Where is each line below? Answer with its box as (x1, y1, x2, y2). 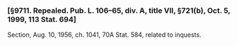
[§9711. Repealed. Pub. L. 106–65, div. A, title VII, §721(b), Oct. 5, (7, 6, 231, 16)
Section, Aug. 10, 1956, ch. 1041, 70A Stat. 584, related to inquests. (7, 30, 202, 39)
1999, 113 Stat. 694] (7, 14, 76, 24)
